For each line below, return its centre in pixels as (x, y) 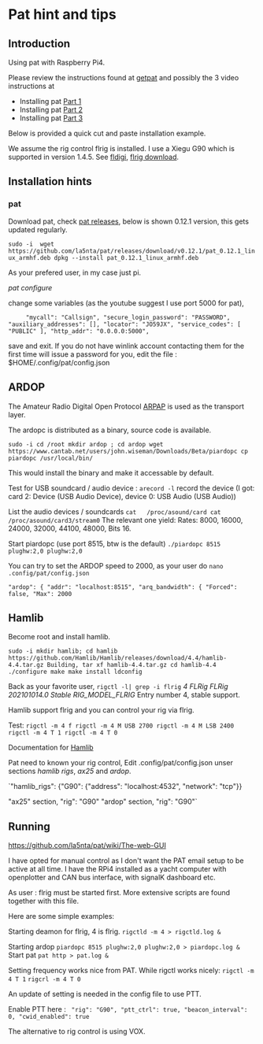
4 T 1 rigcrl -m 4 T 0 (44, 979)
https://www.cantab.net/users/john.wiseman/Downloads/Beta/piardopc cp (128, 451)
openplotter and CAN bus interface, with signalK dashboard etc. (112, 877)
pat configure (30, 287)
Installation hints (50, 181)
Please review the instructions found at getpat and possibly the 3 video (124, 78)
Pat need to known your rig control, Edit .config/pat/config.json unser (121, 763)
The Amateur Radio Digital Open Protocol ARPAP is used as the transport (126, 406)
